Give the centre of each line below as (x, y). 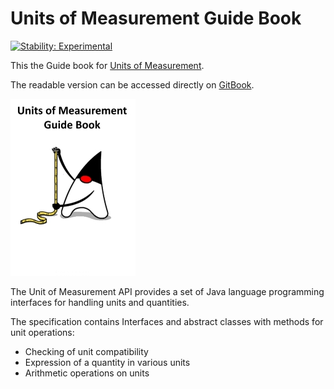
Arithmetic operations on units (87, 373)
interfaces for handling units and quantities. (100, 302)
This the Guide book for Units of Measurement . (107, 65)
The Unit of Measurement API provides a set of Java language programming (167, 291)
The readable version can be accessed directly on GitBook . (132, 84)
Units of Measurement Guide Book (156, 18)
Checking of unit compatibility (86, 351)
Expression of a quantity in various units (107, 362)
